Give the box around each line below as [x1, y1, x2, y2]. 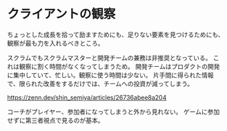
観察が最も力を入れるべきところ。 [7, 39, 104, 47]
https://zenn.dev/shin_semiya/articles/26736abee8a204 [7, 93, 167, 101]
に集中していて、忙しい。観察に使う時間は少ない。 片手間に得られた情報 [7, 70, 214, 79]
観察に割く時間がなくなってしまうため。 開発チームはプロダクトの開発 [19, 62, 220, 70]
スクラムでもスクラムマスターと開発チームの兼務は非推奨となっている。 [7, 53, 212, 62]
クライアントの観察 [7, 6, 116, 22]
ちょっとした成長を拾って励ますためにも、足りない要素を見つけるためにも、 [7, 30, 224, 39]
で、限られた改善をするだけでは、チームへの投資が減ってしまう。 [7, 79, 194, 88]
